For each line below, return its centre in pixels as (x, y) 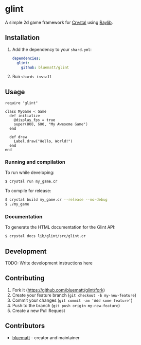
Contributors (25, 326)
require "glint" (21, 103)
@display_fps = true (35, 120)
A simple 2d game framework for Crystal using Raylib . (59, 22)
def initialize (25, 116)
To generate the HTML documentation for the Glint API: (60, 227)
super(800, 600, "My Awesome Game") (51, 124)
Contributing (25, 278)
